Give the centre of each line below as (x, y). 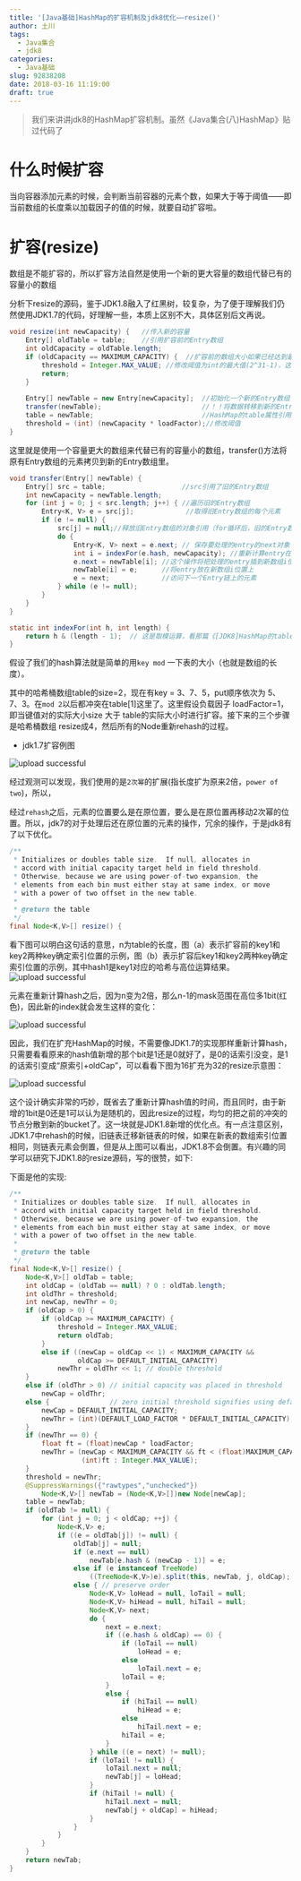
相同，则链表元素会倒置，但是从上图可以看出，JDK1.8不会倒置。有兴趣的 (144, 1147)
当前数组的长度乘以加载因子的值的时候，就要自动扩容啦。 (115, 208)
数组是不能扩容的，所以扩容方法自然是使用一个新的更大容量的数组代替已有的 (150, 273)
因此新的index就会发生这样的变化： (93, 1007)
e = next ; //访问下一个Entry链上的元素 (165, 579)
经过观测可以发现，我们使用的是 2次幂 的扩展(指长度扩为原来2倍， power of (144, 782)
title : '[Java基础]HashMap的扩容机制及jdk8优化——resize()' (115, 17)
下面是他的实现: (38, 1177)
